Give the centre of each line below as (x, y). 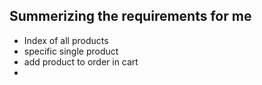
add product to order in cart (81, 61)
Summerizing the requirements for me (130, 16)
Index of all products (66, 40)
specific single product (71, 51)
